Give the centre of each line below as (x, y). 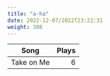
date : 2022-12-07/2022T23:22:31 (55, 20)
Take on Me (31, 63)
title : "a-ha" (28, 14)
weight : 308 (25, 27)
